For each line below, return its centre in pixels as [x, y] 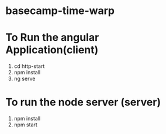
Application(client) [52, 50]
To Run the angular [52, 38]
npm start [25, 125]
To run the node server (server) [83, 102]
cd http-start [29, 66]
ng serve [25, 79]
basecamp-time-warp [60, 11]
